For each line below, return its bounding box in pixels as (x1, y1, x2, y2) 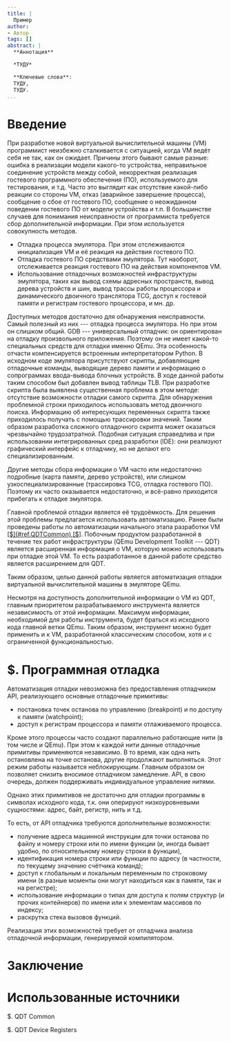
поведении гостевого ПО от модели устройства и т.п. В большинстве (7, 205, 212, 213)
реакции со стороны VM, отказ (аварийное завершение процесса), (7, 191, 206, 199)
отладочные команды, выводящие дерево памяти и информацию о (7, 364, 206, 372)
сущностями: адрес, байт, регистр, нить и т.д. (7, 805, 143, 814)
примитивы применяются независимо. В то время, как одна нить (7, 748, 201, 756)
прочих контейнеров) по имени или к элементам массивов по (17, 899, 202, 907)
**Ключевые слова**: (13, 73, 72, 80)
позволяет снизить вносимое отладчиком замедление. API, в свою (7, 770, 205, 779)
